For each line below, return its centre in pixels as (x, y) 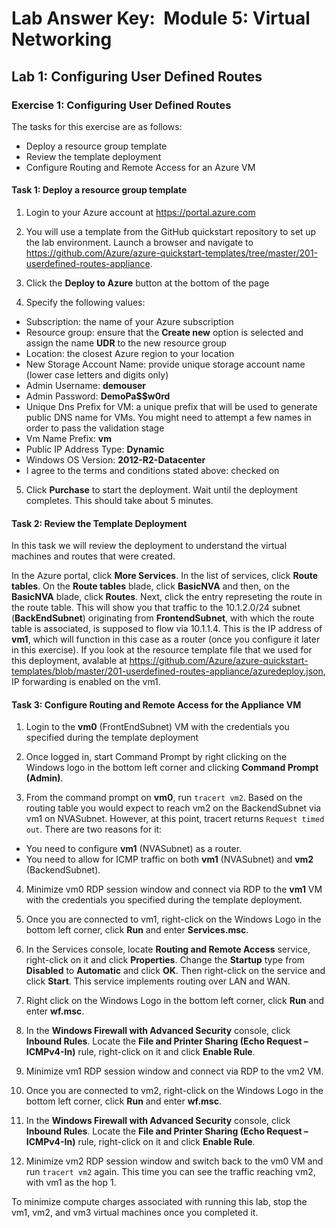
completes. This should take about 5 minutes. (119, 501)
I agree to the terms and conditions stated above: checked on (152, 471)
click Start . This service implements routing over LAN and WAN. (158, 981)
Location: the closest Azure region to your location (130, 354)
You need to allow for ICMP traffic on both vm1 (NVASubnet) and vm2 (169, 859)
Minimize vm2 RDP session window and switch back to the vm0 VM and (174, 1161)
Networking (62, 39)
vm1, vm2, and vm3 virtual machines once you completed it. (135, 1213)
